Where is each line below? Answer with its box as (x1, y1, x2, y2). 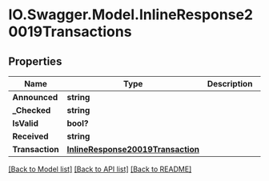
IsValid (12, 118, 38, 129)
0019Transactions (8, 22, 132, 41)
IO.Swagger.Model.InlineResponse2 (8, 6, 254, 24)
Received (12, 131, 50, 142)
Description (207, 78, 253, 89)
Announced (12, 92, 58, 103)
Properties (8, 54, 62, 68)
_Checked (12, 105, 51, 115)
